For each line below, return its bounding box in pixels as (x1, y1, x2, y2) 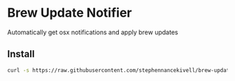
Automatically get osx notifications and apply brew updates (7, 28, 178, 36)
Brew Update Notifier (7, 5, 132, 21)
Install (7, 48, 35, 60)
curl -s (7, 66, 30, 74)
